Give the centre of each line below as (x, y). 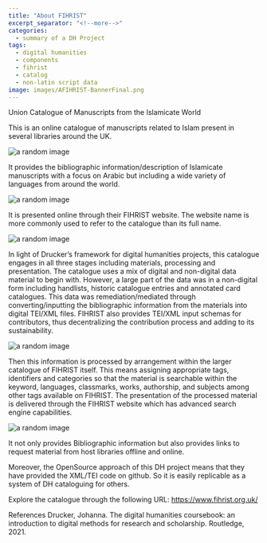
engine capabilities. (40, 412)
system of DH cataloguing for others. (69, 484)
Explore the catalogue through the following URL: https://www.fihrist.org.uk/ (133, 500)
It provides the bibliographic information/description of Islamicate (116, 167)
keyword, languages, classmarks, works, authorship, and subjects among (129, 387)
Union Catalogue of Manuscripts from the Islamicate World (105, 112)
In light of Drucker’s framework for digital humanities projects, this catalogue (134, 254)
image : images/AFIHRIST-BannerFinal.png (77, 90)
